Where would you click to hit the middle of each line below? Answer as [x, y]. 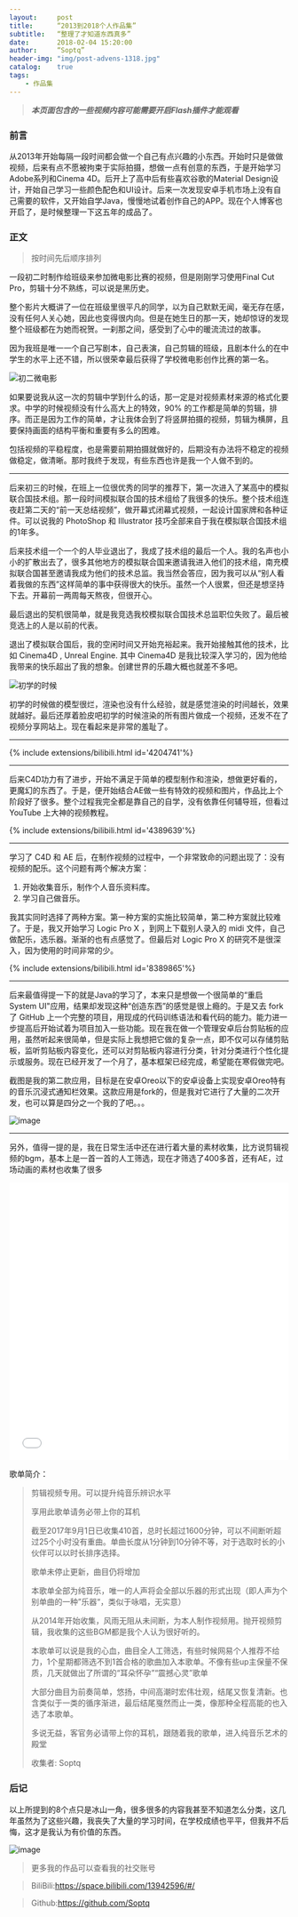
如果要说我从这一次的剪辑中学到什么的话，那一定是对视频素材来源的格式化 [145, 397]
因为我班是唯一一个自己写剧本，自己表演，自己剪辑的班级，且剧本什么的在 [145, 349]
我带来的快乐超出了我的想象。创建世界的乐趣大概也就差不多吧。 [125, 667]
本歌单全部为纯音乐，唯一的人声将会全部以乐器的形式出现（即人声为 [155, 1591]
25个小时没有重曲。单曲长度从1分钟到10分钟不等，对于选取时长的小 [162, 1542]
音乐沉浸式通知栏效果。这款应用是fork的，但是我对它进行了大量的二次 [145, 1092]
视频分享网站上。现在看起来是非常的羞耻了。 [91, 726]
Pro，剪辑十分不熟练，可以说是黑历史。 [82, 288]
